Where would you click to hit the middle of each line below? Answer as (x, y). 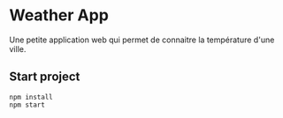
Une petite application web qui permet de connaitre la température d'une (142, 40)
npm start (27, 105)
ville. (18, 48)
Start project (45, 77)
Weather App (59, 15)
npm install (31, 97)
